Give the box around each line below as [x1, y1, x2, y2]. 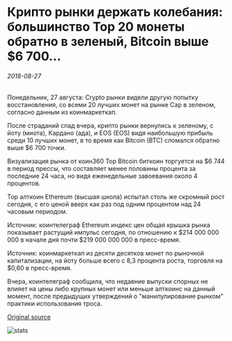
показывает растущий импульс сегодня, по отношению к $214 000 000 [7, 228, 220, 237]
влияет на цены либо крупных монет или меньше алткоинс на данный [7, 285, 216, 293]
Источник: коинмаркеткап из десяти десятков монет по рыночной [7, 249, 204, 258]
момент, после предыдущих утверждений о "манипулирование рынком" [7, 292, 224, 301]
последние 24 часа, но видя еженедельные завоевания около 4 [7, 172, 198, 181]
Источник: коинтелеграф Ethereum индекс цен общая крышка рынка [7, 221, 211, 229]
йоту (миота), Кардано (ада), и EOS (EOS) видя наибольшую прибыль [7, 129, 213, 138]
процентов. [7, 179, 41, 188]
